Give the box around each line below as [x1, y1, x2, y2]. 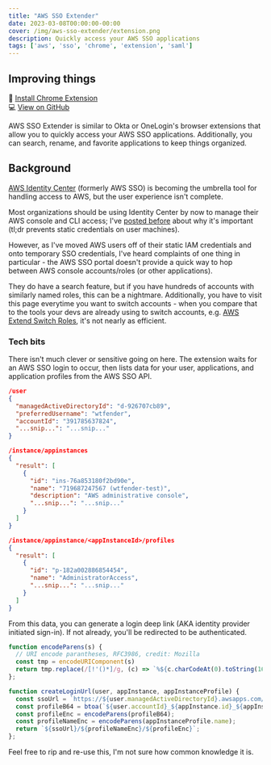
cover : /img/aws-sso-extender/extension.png [8, 27, 161, 35]
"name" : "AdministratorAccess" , [29, 574, 139, 582]
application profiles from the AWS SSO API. [8, 372, 152, 381]
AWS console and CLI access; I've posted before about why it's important [8, 216, 254, 225]
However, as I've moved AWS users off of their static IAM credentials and [8, 240, 252, 250]
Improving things [8, 72, 97, 86]
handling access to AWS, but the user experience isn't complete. [8, 191, 223, 201]
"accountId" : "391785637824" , [15, 417, 117, 425]
